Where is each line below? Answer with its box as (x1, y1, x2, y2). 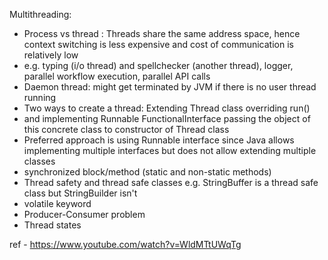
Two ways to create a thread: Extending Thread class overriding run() (23, 102, 311, 114)
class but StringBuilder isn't (23, 187, 138, 199)
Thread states (23, 219, 82, 231)
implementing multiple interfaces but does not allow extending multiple (23, 145, 317, 156)
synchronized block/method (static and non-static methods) (23, 166, 272, 178)
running (23, 92, 57, 103)
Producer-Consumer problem (23, 209, 146, 220)
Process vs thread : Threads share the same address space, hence (23, 28, 301, 39)
